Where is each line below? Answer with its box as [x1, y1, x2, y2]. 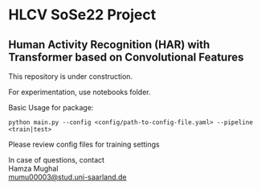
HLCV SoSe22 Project [8, 6, 157, 24]
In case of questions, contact [8, 155, 105, 164]
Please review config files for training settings [8, 139, 160, 149]
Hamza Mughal [8, 163, 59, 173]
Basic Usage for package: [8, 103, 94, 112]
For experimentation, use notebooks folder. [8, 87, 151, 97]
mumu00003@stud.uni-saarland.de [8, 172, 127, 182]
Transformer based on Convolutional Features [8, 50, 244, 64]
